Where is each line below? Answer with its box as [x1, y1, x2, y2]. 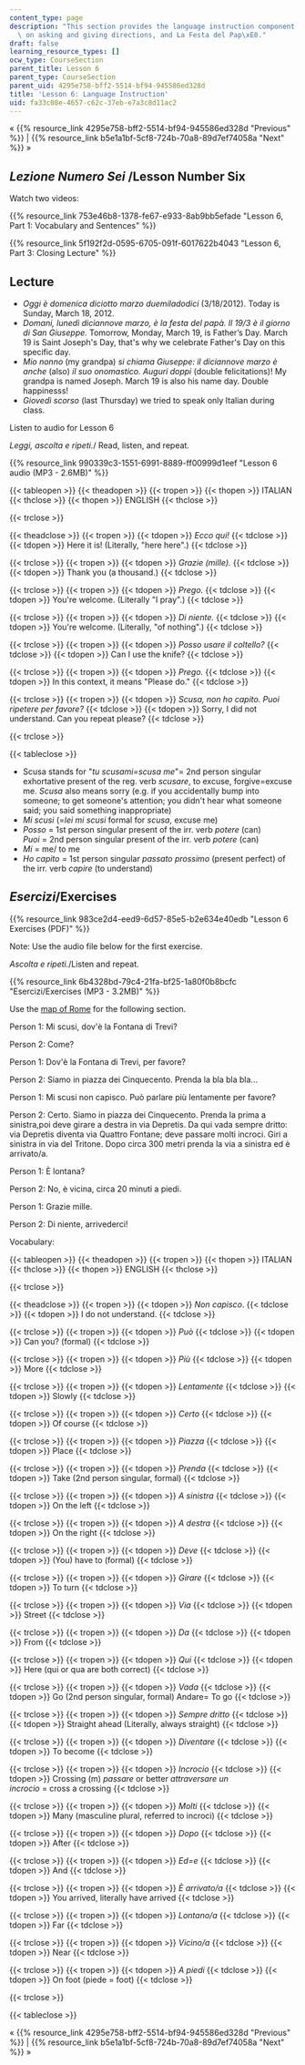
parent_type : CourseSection [9, 73, 117, 82]
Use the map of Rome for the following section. [9, 1003, 187, 1014]
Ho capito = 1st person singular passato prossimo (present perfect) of [22, 854, 286, 864]
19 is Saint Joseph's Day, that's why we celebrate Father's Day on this [22, 337, 285, 347]
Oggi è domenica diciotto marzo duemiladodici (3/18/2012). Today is [22, 298, 280, 309]
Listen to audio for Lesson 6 [9, 423, 115, 433]
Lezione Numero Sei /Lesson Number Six [9, 169, 246, 184]
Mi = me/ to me [22, 843, 80, 854]
